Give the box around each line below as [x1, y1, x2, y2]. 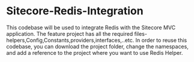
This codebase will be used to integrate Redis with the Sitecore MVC [6, 24, 176, 31]
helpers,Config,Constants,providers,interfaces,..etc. [6, 36, 135, 44]
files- [134, 30, 147, 37]
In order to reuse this [135, 36, 187, 44]
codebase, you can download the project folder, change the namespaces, [6, 43, 189, 50]
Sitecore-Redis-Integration [6, 4, 144, 18]
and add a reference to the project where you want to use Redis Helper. [6, 49, 183, 56]
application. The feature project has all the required [6, 30, 133, 37]
